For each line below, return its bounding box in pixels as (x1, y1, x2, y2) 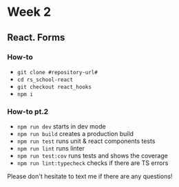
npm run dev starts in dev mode (17, 122, 106, 131)
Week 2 (7, 4, 52, 20)
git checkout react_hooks (17, 83, 92, 90)
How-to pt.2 (7, 107, 49, 116)
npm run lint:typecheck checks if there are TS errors (17, 159, 169, 167)
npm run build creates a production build (17, 130, 134, 138)
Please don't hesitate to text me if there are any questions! (7, 173, 173, 181)
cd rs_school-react (17, 76, 74, 83)
